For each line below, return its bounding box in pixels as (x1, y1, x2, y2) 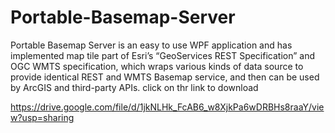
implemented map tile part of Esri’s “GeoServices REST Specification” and (10, 49, 315, 61)
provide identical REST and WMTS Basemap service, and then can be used (10, 71, 320, 83)
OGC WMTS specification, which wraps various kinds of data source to (10, 60, 304, 72)
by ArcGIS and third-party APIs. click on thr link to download (10, 81, 259, 93)
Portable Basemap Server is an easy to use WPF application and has (10, 39, 293, 51)
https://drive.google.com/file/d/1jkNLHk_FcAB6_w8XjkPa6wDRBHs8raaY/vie (10, 101, 325, 113)
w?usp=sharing (10, 111, 75, 123)
